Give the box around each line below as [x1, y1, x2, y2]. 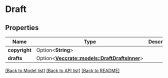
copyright [7, 46, 31, 53]
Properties [5, 23, 39, 32]
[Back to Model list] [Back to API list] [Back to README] [5, 67, 120, 73]
